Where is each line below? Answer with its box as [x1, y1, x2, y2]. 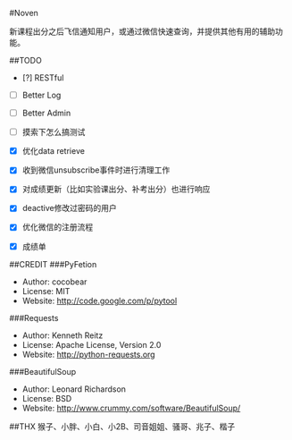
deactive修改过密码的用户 [21, 203, 118, 214]
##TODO [9, 55, 42, 65]
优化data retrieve [21, 146, 85, 157]
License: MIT [21, 285, 71, 296]
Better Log [21, 89, 62, 100]
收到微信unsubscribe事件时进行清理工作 [21, 165, 171, 175]
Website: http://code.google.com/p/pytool [21, 295, 178, 306]
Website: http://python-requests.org [21, 349, 155, 360]
